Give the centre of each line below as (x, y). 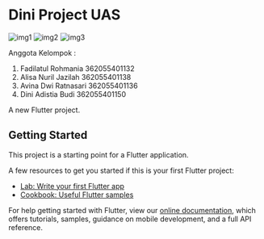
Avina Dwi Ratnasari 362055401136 (79, 86)
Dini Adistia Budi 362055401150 (73, 94)
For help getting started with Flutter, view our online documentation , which (132, 210)
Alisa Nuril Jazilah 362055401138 (75, 77)
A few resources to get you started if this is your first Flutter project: (121, 170)
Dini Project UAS (65, 15)
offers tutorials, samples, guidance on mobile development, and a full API (130, 219)
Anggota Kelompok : (42, 52)
